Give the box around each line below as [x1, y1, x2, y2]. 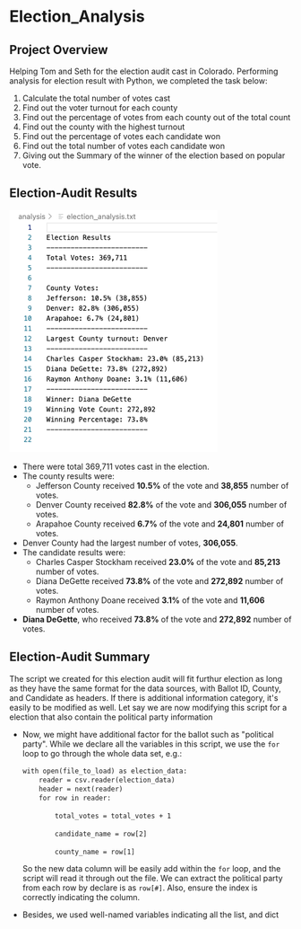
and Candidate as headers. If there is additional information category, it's [9, 692, 279, 703]
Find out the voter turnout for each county [21, 102, 178, 113]
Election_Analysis [9, 6, 145, 27]
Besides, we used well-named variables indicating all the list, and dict [21, 909, 279, 920]
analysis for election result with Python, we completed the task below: [9, 75, 268, 86]
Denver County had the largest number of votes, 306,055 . [21, 537, 239, 548]
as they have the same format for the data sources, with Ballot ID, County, [9, 683, 281, 694]
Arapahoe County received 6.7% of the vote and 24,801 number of [35, 518, 285, 529]
